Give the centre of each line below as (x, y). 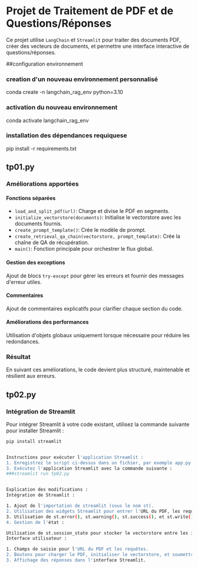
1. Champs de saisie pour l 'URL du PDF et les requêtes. (77, 549)
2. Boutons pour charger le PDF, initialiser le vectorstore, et (88, 555)
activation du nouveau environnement (62, 108)
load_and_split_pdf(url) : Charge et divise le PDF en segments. (92, 211)
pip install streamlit (34, 441)
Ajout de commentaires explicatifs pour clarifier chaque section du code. (95, 308)
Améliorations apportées (43, 184)
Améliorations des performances (47, 322)
